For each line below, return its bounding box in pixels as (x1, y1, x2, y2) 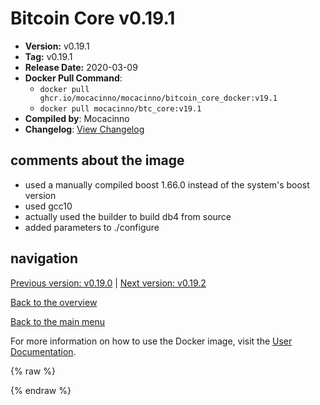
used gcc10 (24, 200, 73, 212)
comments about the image (10, 152, 185, 169)
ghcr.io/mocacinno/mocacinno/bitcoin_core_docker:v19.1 (39, 93, 278, 103)
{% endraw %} (10, 384, 72, 396)
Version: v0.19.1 (24, 40, 90, 52)
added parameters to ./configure (24, 221, 160, 233)
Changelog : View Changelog (24, 123, 145, 135)
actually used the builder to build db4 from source (24, 210, 232, 222)
